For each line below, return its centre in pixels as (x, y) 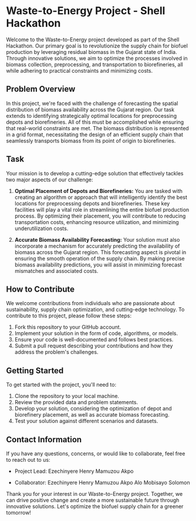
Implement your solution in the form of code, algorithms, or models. (96, 333)
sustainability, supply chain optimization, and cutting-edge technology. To (95, 310)
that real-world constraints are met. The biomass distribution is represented (97, 128)
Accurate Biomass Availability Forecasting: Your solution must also (97, 239)
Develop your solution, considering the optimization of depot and (93, 408)
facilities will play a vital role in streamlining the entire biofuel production (102, 209)
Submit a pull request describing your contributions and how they (94, 346)
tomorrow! (18, 512)
